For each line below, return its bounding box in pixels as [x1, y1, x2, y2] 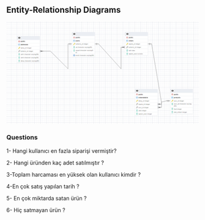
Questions [6, 133, 38, 142]
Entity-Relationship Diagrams [6, 5, 121, 15]
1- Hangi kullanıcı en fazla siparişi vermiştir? [6, 147, 117, 155]
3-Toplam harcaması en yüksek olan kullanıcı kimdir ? [6, 170, 141, 178]
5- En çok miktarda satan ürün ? [6, 194, 87, 202]
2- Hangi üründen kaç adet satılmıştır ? [6, 159, 104, 166]
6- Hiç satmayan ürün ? [6, 206, 65, 213]
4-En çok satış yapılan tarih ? [6, 183, 80, 190]
